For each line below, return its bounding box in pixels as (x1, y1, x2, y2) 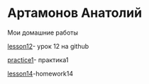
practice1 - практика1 (7, 55, 69, 64)
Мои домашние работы (7, 28, 79, 37)
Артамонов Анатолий (7, 5, 143, 21)
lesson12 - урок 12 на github (7, 42, 89, 50)
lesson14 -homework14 (7, 69, 73, 78)
